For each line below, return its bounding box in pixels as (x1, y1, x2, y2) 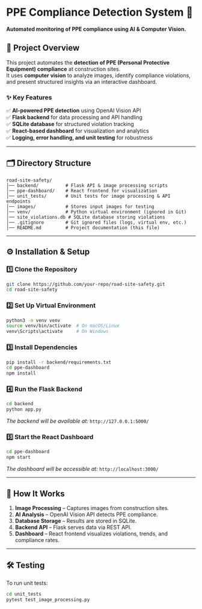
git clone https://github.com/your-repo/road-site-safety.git (6, 281, 165, 287)
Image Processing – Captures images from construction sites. (14, 505, 170, 512)
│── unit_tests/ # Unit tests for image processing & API (6, 193, 171, 199)
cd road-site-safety (6, 286, 58, 293)
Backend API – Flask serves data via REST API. (14, 524, 132, 531)
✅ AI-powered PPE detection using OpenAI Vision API (6, 107, 141, 114)
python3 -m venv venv (6, 317, 61, 323)
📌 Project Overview (6, 43, 80, 53)
